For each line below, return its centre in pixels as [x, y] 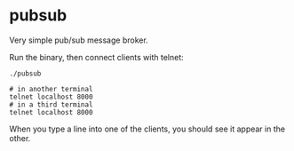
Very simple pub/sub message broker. [79, 40]
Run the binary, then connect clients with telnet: [96, 57]
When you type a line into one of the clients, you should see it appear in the [147, 129]
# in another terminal [51, 89]
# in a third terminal [51, 104]
